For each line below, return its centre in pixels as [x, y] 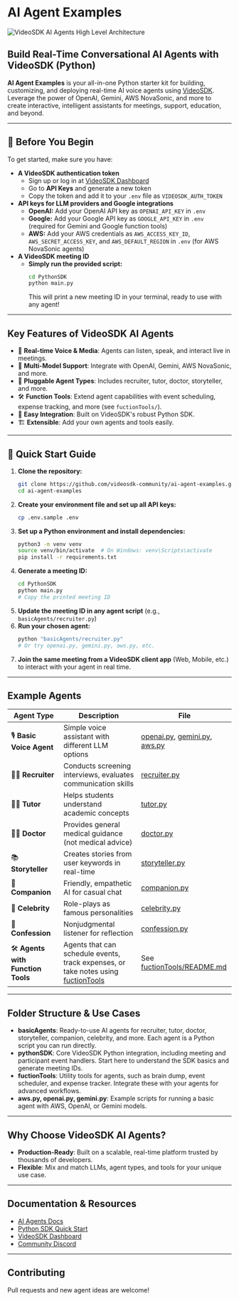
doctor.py [157, 833]
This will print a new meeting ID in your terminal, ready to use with [125, 297]
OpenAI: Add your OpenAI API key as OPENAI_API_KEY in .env [117, 211]
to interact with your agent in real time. [74, 667]
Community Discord [47, 1243]
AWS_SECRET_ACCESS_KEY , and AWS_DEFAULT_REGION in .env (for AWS [123, 241]
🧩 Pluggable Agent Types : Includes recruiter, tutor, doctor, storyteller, [120, 381]
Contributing [36, 1273]
